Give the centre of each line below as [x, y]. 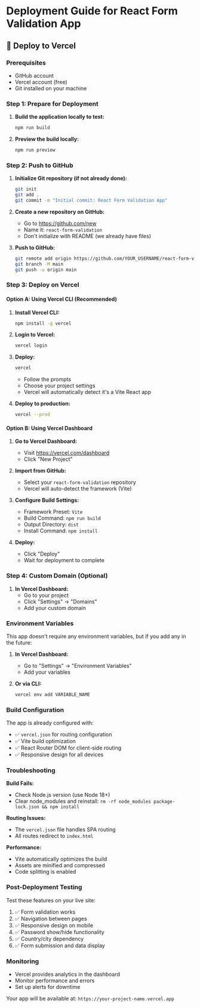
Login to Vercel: [35, 335]
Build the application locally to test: [59, 117]
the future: [19, 642]
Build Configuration [35, 710]
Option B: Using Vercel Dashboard [49, 428]
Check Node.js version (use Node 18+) [62, 795]
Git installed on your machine [51, 88]
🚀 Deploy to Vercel [41, 46]
